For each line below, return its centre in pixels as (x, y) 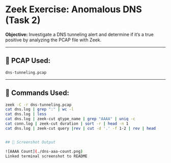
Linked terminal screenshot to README (46, 156)
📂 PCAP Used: (28, 61)
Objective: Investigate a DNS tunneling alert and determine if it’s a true (79, 34)
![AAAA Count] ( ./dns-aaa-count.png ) (44, 151)
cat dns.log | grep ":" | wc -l (39, 109)
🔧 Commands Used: (37, 93)
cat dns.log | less (26, 114)
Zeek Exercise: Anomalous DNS (74, 9)
